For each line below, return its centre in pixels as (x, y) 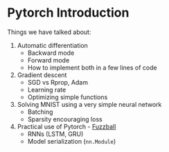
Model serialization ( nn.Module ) (72, 141)
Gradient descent (42, 75)
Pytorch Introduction (68, 13)
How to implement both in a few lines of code (92, 67)
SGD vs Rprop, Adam (58, 82)
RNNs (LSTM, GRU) (55, 134)
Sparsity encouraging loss (65, 119)
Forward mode (48, 60)
